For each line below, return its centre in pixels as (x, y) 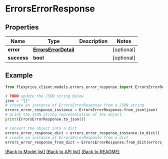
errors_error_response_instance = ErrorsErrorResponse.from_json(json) (81, 110)
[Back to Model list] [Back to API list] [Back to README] (62, 152)
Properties (22, 27)
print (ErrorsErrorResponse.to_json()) (45, 119)
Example (19, 75)
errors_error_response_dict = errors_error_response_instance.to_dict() (82, 133)
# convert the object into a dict (41, 128)
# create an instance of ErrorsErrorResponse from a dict (67, 137)
